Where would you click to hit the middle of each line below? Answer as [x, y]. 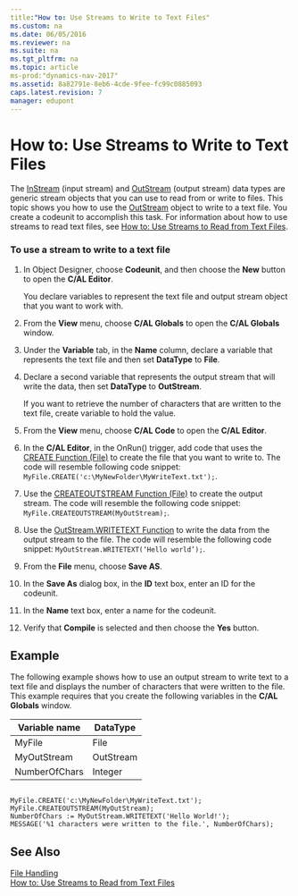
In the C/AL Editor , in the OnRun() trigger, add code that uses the [142, 447]
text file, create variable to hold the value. [99, 413]
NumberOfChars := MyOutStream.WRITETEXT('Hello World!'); [120, 816]
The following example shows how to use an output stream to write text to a [149, 677]
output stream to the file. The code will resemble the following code [147, 539]
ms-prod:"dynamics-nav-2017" [64, 76]
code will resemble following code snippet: [102, 467]
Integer [108, 772]
